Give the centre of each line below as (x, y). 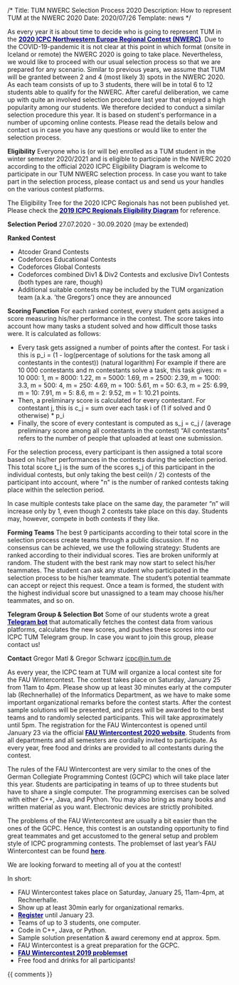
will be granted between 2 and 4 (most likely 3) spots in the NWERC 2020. (116, 77)
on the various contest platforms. (56, 189)
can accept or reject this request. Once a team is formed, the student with (116, 585)
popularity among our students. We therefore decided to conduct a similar (116, 107)
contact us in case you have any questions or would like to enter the (107, 130)
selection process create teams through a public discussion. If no (103, 540)
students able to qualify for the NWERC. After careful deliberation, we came (118, 92)
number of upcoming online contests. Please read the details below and (113, 122)
